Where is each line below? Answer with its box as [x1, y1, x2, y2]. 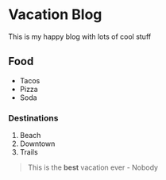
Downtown [19, 139, 56, 148]
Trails [19, 147, 38, 157]
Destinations [8, 113, 59, 124]
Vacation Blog [8, 6, 102, 24]
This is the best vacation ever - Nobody [27, 163, 159, 172]
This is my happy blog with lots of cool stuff [8, 32, 152, 41]
